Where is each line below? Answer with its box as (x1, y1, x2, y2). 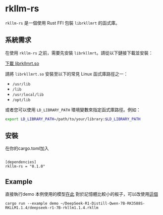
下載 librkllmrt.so (5, 60, 40, 66)
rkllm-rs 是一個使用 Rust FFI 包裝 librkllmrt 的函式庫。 (5, 20, 120, 26)
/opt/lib (12, 97, 31, 102)
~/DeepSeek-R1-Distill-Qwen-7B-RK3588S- (60, 201, 145, 206)
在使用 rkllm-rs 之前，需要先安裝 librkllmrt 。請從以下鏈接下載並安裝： (5, 50, 153, 56)
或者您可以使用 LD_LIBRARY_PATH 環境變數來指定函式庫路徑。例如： (5, 107, 141, 113)
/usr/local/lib (12, 92, 44, 97)
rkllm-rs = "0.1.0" (5, 164, 46, 169)
